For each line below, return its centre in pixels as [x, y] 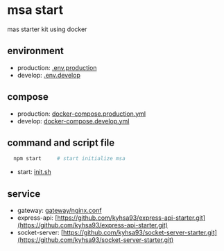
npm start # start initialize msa [70, 159]
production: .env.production [57, 67]
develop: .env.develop [49, 75]
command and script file [61, 142]
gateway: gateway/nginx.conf [59, 211]
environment [35, 51]
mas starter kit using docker [47, 29]
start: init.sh [34, 172]
